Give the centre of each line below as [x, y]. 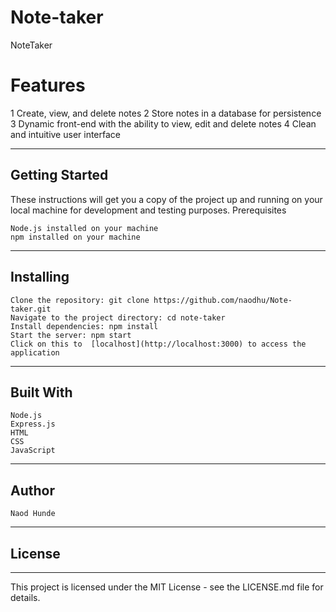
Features [48, 85]
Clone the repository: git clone [80, 300]
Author [32, 490]
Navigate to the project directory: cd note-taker [118, 317]
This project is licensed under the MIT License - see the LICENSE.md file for [167, 587]
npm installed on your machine [75, 237]
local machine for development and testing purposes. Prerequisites [148, 210]
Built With [41, 392]
